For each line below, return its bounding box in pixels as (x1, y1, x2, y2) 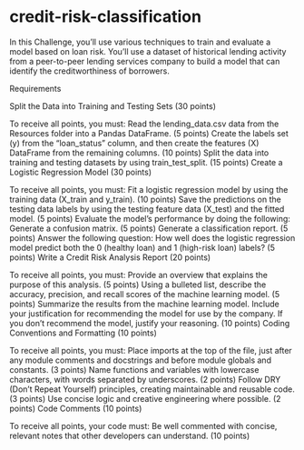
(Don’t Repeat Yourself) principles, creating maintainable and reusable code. (9, 384, 295, 395)
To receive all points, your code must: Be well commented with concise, (9, 420, 278, 431)
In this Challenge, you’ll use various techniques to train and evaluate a (9, 36, 271, 47)
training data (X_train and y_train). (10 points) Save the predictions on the (9, 194, 281, 205)
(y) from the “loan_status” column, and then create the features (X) (9, 137, 260, 148)
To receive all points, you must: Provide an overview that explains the (9, 269, 269, 280)
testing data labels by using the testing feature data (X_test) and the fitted (9, 203, 285, 215)
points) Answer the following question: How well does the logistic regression (9, 232, 296, 243)
